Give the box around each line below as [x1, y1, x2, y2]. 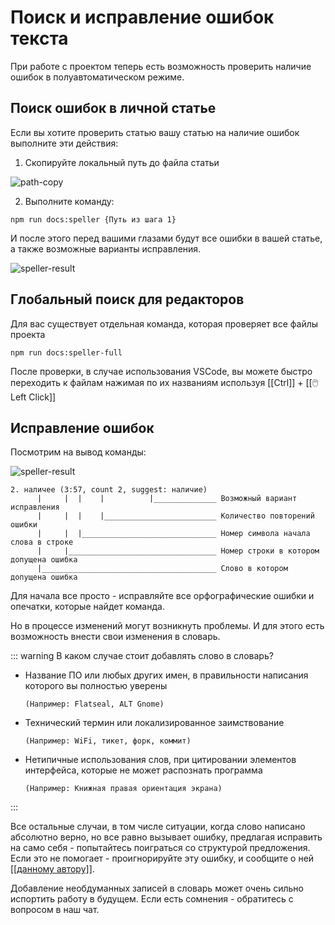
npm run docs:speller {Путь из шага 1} [10, 214, 177, 225]
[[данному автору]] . [10, 863, 95, 875]
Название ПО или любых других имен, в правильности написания [24, 669, 309, 681]
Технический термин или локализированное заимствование [24, 717, 285, 729]
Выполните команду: [24, 195, 115, 207]
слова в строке [10, 537, 74, 548]
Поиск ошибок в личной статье [10, 100, 217, 117]
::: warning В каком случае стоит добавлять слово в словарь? [10, 650, 274, 662]
